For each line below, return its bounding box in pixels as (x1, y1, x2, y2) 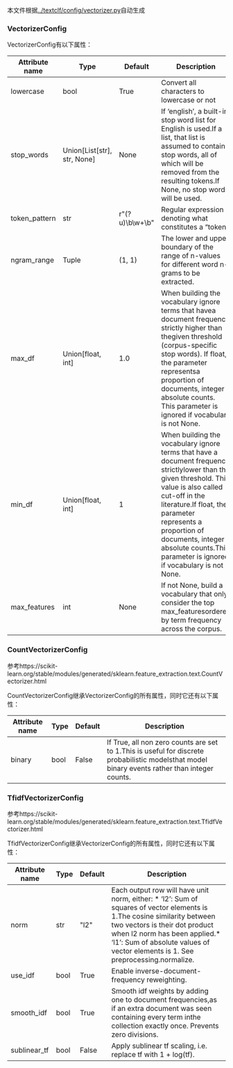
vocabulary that (161, 589, 213, 599)
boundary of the (161, 242, 214, 252)
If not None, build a (161, 580, 223, 590)
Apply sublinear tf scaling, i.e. (111, 1041, 208, 1051)
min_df (10, 500, 33, 509)
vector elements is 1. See (111, 946, 194, 955)
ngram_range (10, 255, 54, 265)
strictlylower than (161, 465, 218, 475)
